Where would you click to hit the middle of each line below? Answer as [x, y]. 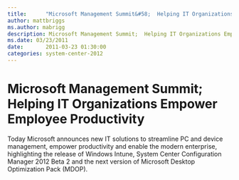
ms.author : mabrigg [36, 27]
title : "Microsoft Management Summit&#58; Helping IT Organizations [121, 14]
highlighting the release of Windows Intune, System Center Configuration [115, 154]
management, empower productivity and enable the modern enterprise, [112, 146]
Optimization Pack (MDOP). [48, 169]
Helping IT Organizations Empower [113, 104]
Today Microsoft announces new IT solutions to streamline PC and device [115, 139]
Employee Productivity [76, 119]
